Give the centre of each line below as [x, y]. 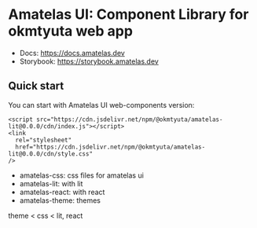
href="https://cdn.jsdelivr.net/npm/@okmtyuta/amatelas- [110, 147]
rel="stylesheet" [44, 140]
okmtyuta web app [71, 31]
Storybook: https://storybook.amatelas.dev [89, 61]
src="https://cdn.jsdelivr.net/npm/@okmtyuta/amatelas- [130, 120]
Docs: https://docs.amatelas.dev [72, 53]
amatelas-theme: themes [60, 200]
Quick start [36, 86]
